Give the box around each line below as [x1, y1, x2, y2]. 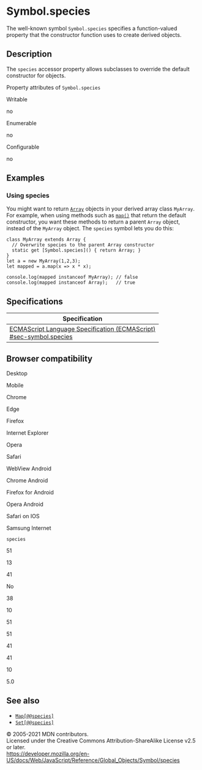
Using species [6, 192, 50, 200]
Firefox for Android [6, 489, 54, 496]
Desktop [6, 370, 28, 377]
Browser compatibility [6, 353, 93, 364]
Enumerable [6, 119, 37, 126]
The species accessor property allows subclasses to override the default [6, 65, 190, 72]
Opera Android [6, 500, 44, 508]
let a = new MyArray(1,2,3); [6, 258, 81, 265]
